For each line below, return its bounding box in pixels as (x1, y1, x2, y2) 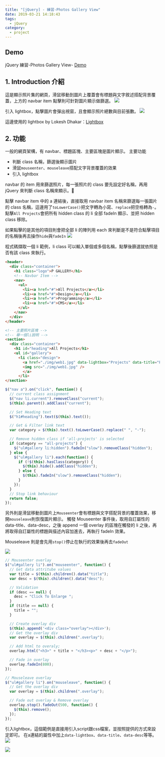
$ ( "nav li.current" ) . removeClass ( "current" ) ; (9, 396, 105, 401)
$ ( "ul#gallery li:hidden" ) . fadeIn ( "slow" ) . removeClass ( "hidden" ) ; (14, 445, 153, 450)
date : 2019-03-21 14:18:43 (5, 12, 60, 17)
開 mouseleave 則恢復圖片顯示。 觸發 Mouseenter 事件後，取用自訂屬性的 (5, 516, 150, 522)
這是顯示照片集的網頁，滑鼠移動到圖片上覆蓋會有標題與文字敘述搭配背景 (5, 91, 151, 97)
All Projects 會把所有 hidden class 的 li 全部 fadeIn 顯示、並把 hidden (14, 210, 155, 216)
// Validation (9, 585, 38, 590)
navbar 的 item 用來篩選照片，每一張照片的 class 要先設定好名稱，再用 (5, 181, 148, 187)
